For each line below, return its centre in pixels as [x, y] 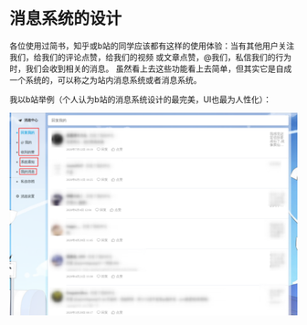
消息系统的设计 [66, 19]
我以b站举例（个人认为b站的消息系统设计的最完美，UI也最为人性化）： [141, 99]
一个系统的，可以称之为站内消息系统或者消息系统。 [106, 79]
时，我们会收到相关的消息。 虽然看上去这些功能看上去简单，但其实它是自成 [151, 68]
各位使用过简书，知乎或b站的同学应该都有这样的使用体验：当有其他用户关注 [152, 46]
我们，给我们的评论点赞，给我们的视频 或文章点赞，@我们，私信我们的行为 [151, 57]
